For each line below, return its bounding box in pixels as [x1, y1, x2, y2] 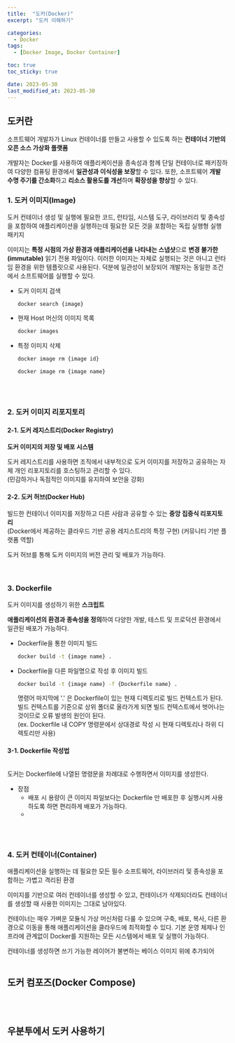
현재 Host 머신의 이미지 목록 [17, 314, 95, 323]
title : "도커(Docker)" [7, 10, 73, 18]
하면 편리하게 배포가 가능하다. [46, 802, 127, 810]
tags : [7, 43, 23, 50]
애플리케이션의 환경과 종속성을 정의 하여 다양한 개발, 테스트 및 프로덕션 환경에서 [7, 615, 222, 624]
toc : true [7, 62, 36, 69]
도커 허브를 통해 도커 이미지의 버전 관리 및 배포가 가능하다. [7, 551, 166, 559]
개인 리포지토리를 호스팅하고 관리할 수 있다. [14, 466, 133, 475]
